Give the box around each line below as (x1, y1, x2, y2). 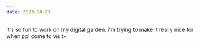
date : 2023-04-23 (6, 9, 51, 15)
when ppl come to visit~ (6, 32, 67, 40)
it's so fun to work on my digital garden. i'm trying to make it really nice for (6, 26, 194, 33)
